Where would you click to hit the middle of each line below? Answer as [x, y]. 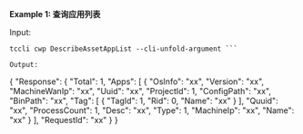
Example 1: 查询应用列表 [55, 14]
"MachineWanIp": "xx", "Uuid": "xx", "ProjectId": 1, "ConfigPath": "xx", [140, 91]
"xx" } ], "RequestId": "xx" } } [64, 120]
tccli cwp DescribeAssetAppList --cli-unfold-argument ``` [124, 49]
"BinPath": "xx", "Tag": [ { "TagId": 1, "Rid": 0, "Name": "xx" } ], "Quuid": [144, 100]
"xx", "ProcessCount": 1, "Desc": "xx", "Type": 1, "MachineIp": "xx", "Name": [152, 110]
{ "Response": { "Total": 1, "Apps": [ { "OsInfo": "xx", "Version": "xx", [137, 81]
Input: [20, 32]
